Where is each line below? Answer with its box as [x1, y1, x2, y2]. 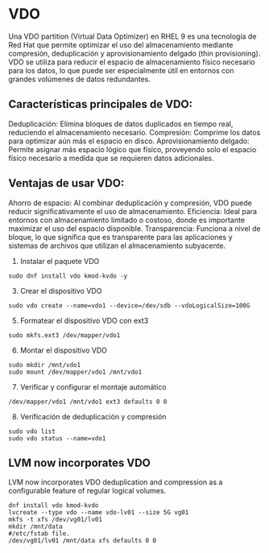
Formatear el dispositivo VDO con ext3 [19, 316, 149, 325]
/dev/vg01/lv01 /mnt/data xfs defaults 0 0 [8, 537, 157, 545]
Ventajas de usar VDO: [8, 176, 125, 190]
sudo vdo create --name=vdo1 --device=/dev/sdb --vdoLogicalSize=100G [8, 301, 250, 310]
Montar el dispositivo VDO [19, 345, 107, 355]
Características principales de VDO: [8, 97, 193, 111]
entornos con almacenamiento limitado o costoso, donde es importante [8, 215, 246, 225]
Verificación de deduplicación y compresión [19, 411, 167, 421]
